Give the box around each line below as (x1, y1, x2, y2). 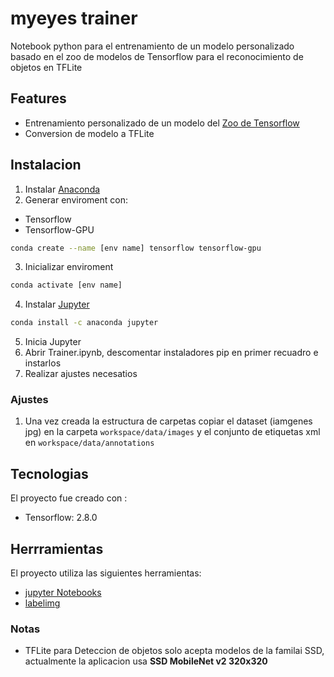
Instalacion (10, 157, 82, 174)
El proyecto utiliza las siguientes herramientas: (10, 567, 202, 579)
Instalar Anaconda (24, 183, 101, 195)
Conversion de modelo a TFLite (24, 127, 155, 139)
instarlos (24, 357, 62, 369)
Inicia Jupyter (24, 336, 82, 348)
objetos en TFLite (10, 61, 83, 73)
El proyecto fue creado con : (10, 492, 128, 504)
